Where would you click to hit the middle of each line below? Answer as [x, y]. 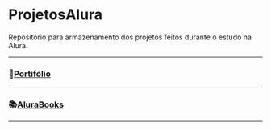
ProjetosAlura [56, 15]
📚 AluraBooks [36, 104]
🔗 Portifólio [29, 74]
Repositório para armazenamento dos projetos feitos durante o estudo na [130, 37]
